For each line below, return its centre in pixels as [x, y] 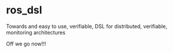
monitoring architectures [36, 32]
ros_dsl [24, 10]
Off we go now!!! [26, 44]
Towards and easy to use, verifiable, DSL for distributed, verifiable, [87, 26]
